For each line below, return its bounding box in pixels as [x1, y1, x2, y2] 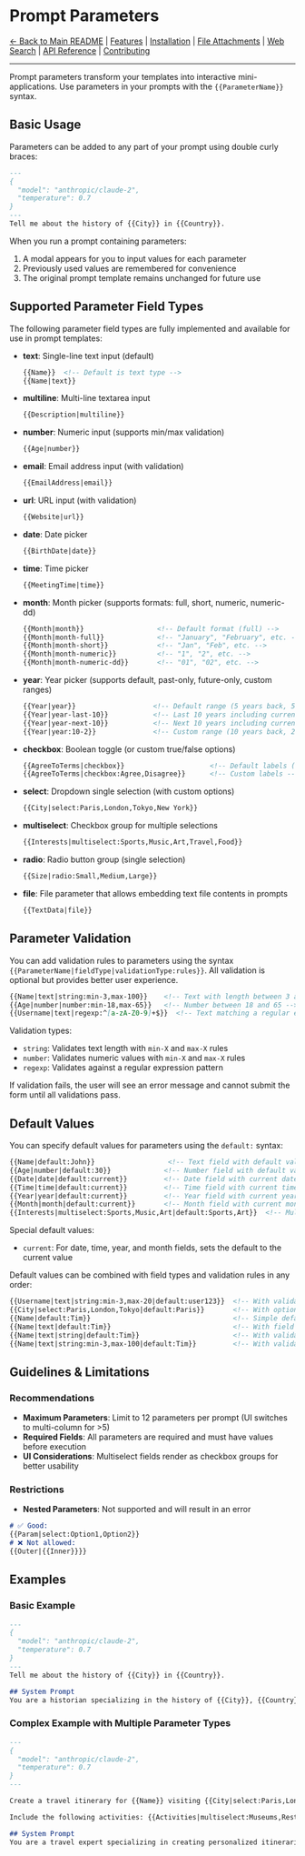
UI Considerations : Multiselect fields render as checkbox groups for [22, 1451, 279, 1462]
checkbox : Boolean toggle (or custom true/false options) [22, 743, 236, 755]
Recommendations [9, 1391, 95, 1404]
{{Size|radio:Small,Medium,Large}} [22, 872, 158, 881]
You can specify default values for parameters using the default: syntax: [9, 1140, 283, 1151]
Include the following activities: [9, 1812, 144, 1821]
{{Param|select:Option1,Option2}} [9, 1530, 141, 1540]
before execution [22, 1441, 87, 1452]
